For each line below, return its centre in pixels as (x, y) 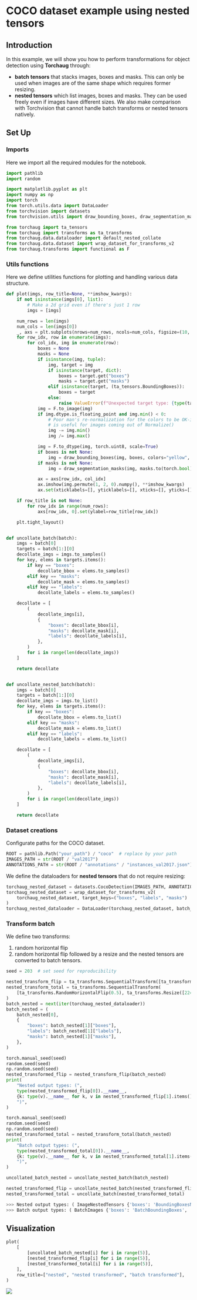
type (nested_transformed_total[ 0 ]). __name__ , (73, 1151)
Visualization (31, 1228)
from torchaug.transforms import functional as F (68, 249)
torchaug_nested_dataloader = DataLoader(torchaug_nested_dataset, (90, 909)
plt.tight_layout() (40, 522)
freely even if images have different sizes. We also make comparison (98, 102)
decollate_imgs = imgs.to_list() (57, 701)
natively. (25, 114)
